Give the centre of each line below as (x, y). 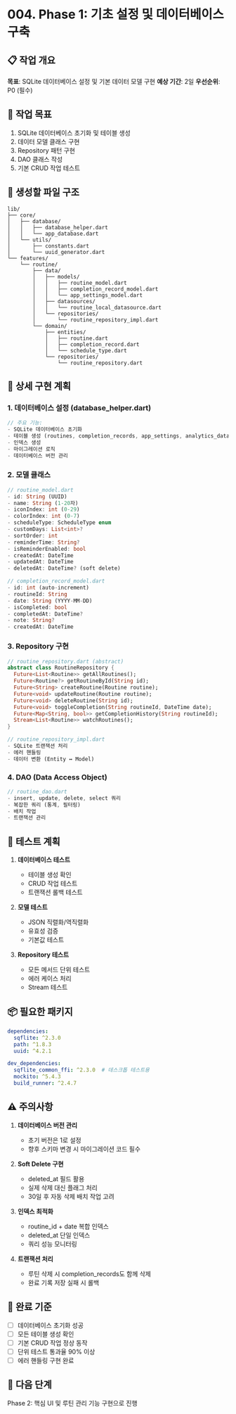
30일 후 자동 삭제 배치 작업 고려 (71, 1196)
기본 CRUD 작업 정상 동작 (52, 1343)
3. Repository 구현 (38, 647)
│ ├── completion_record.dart (92, 344)
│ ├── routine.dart (77, 338)
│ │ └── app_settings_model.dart (87, 295)
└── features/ (28, 258)
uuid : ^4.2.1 (33, 1051)
